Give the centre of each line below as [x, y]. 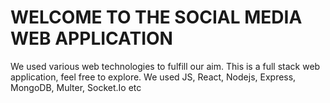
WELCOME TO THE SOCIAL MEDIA [156, 17]
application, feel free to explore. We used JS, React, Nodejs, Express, [153, 77]
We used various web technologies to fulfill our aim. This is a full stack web [165, 66]
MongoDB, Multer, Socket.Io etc [76, 87]
